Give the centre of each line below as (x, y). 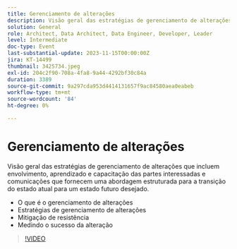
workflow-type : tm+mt (39, 92)
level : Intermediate (38, 40)
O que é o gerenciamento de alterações (75, 202)
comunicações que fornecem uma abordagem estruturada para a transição (117, 181)
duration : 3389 (30, 79)
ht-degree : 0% (28, 106)
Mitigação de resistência (53, 217)
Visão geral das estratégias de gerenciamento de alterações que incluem (114, 166)
